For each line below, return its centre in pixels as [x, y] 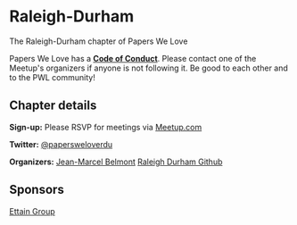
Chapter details [53, 106]
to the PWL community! [52, 77]
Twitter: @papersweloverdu [61, 144]
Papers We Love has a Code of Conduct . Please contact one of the [133, 58]
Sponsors [37, 190]
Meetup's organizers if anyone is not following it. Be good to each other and [148, 68]
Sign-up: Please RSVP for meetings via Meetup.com [106, 127]
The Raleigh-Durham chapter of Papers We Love [99, 41]
